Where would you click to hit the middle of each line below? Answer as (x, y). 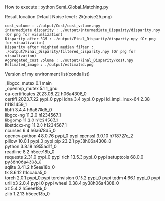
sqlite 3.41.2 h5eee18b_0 (30, 167)
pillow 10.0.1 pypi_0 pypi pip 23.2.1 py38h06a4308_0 (58, 141)
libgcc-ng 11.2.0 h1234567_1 (33, 115)
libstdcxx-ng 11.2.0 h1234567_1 (36, 125)
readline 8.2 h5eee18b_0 (30, 152)
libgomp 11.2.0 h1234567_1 (32, 120)
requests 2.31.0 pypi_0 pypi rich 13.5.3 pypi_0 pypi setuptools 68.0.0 (74, 157)
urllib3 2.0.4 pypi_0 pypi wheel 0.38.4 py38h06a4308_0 (62, 183)
